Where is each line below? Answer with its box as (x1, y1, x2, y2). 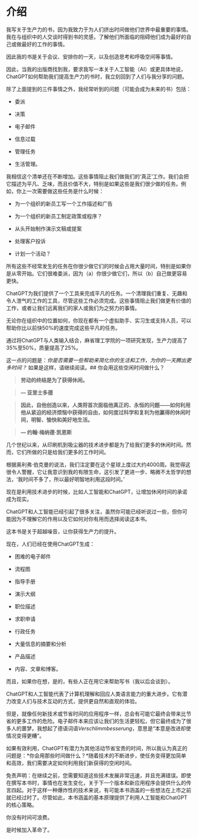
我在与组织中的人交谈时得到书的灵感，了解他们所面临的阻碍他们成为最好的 (6, 33, 186, 40)
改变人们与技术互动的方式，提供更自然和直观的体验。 (11, 697, 140, 704)
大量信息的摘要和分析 (14, 640, 66, 647)
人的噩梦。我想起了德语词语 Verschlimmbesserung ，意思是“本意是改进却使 (11, 724, 192, 732)
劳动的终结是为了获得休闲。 (20, 376, 88, 383)
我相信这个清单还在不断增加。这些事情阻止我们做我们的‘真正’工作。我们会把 (6, 173, 189, 180)
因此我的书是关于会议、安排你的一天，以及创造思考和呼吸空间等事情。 (6, 53, 176, 60)
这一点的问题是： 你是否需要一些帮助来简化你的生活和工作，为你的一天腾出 (6, 356, 186, 363)
